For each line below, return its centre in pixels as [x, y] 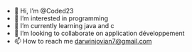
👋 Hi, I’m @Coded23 [44, 11]
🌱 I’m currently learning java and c [64, 26]
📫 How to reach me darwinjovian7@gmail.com [83, 41]
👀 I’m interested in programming [61, 18]
